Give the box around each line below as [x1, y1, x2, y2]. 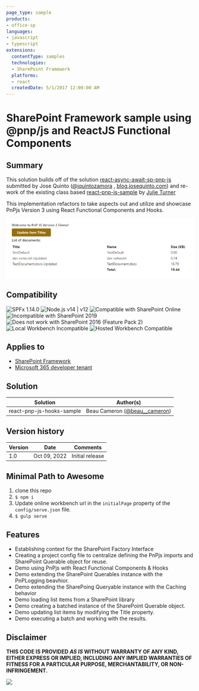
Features [6, 530, 40, 540]
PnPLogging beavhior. [14, 577, 70, 584]
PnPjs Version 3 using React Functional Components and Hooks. [6, 207, 164, 214]
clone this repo [14, 487, 52, 494]
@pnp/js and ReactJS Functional [6, 124, 171, 137]
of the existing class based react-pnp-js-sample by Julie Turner [20, 189, 176, 196]
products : [6, 15, 31, 22]
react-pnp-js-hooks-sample [8, 408, 81, 414]
